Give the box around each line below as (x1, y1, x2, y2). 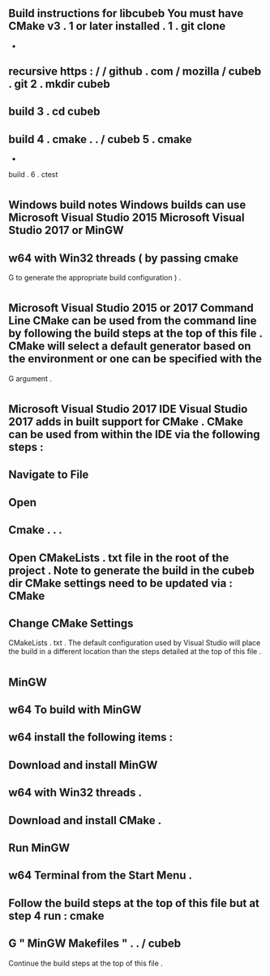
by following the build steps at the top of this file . (8, 327, 263, 341)
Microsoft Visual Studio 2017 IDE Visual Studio (8, 402, 248, 416)
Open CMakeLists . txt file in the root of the (8, 551, 229, 565)
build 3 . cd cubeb (8, 105, 101, 119)
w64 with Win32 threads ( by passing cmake (8, 251, 239, 265)
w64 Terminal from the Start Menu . (8, 869, 193, 883)
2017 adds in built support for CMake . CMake (8, 415, 243, 428)
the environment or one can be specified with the (8, 352, 262, 366)
